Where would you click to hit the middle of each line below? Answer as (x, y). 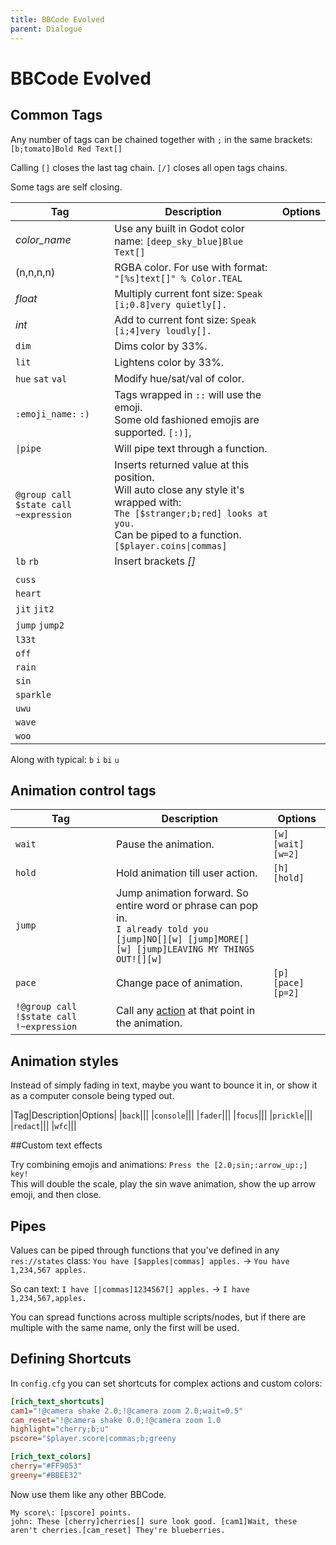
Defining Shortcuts (71, 1359)
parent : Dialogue (46, 29)
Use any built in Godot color (179, 228)
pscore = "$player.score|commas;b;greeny (93, 1439)
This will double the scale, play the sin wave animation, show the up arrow (163, 1184)
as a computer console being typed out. (92, 1096)
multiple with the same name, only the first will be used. (125, 1327)
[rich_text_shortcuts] (57, 1401)
